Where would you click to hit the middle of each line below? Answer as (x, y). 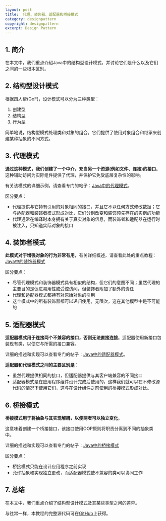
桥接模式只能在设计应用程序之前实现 (49, 466)
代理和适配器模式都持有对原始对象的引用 (54, 295)
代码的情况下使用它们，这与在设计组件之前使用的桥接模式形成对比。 (82, 388)
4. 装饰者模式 (25, 242)
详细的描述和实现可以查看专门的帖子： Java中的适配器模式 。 (66, 354)
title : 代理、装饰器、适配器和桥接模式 (42, 14)
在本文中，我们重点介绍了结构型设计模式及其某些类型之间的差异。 (72, 503)
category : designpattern (31, 19)
